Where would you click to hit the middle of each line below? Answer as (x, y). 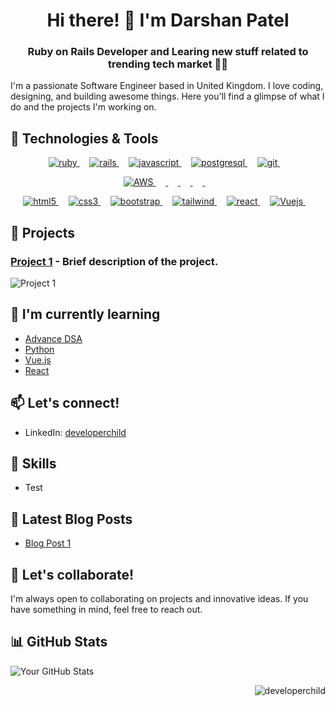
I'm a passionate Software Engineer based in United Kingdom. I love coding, (167, 86)
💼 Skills (33, 463)
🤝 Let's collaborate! (72, 574)
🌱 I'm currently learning (85, 314)
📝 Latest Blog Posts (71, 519)
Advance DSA (53, 338)
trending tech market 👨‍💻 (168, 64)
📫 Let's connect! (65, 403)
